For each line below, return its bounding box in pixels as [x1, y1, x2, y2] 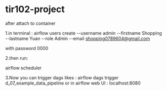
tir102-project [5, 4, 65, 15]
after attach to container [5, 20, 56, 26]
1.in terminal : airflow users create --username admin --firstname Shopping [5, 30, 162, 36]
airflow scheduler [5, 65, 42, 71]
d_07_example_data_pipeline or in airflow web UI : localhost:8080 [5, 80, 141, 86]
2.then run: [5, 55, 28, 61]
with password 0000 [5, 45, 49, 51]
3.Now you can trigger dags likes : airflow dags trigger [5, 74, 119, 80]
